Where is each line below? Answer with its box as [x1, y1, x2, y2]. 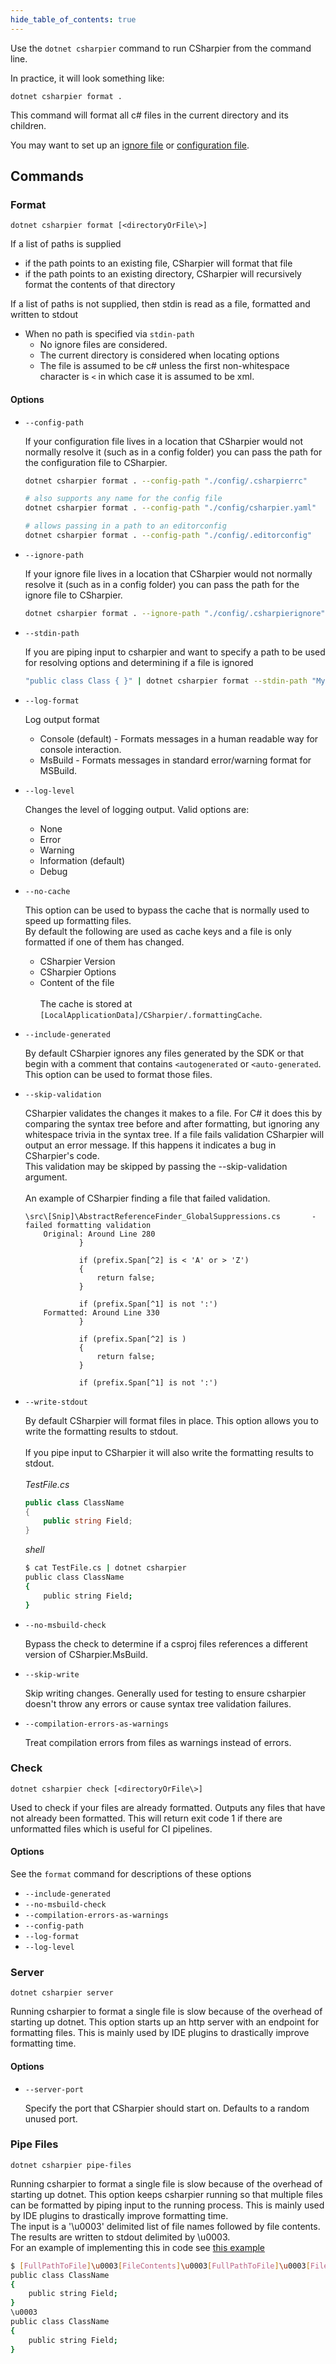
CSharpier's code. [24, 1149, 100, 1161]
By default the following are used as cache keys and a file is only [24, 925, 292, 937]
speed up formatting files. [24, 914, 132, 926]
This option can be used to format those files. [24, 1068, 213, 1080]
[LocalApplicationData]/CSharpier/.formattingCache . [39, 1008, 263, 1020]
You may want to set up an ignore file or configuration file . [10, 139, 250, 151]
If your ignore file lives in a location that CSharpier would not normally [24, 567, 313, 580]
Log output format [24, 713, 100, 725]
